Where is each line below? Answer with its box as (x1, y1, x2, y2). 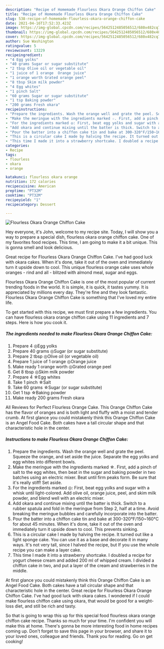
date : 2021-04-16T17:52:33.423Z (5, 20, 71, 26)
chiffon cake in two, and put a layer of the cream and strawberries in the (12, 563, 158, 568)
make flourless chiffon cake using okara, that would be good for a (5, 598, 138, 604)
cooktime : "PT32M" (5, 193, 43, 198)
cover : (5, 35, 19, 40)
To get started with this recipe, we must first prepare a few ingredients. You (5, 309, 157, 315)
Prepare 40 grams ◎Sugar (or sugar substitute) (12, 348, 108, 354)
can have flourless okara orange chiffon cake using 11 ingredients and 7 (5, 314, 149, 320)
